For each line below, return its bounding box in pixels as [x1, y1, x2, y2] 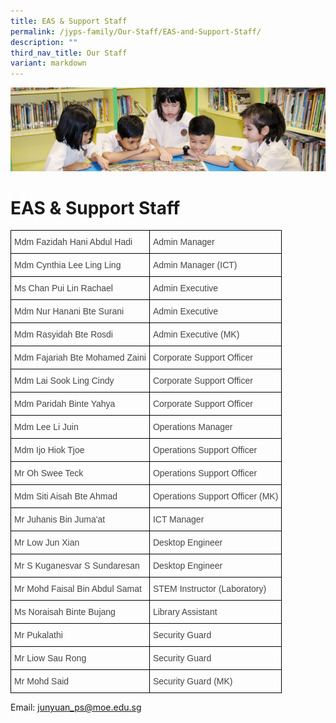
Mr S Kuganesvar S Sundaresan [14, 560, 140, 572]
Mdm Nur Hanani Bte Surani [14, 306, 125, 317]
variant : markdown [10, 58, 87, 69]
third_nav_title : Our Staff [10, 48, 128, 58]
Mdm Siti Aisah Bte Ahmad [14, 491, 118, 502]
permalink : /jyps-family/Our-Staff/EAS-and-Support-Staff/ [10, 26, 262, 37]
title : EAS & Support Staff [10, 16, 128, 26]
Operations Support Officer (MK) [152, 491, 279, 502]
